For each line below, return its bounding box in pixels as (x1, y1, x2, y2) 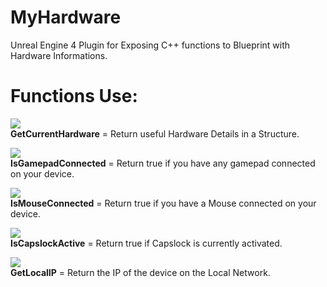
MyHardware (10, 6, 122, 29)
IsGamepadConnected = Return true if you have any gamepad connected (10, 157, 316, 169)
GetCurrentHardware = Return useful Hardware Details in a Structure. (10, 127, 300, 140)
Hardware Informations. (10, 49, 108, 61)
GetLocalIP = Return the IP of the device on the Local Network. (10, 266, 271, 278)
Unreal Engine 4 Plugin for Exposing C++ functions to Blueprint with (10, 39, 291, 51)
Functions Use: (10, 85, 138, 108)
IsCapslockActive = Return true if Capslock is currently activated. (10, 237, 283, 249)
